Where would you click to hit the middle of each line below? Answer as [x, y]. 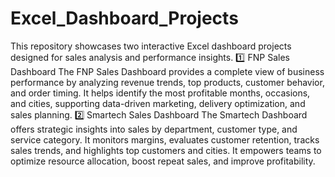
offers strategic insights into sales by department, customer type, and [154, 129]
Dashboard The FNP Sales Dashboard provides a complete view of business [167, 71]
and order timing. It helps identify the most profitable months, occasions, [160, 93]
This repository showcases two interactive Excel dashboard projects [151, 46]
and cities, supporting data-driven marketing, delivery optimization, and [158, 103]
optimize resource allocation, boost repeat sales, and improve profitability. [163, 161]
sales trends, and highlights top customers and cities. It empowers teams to [166, 150]
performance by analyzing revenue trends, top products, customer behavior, [167, 82]
